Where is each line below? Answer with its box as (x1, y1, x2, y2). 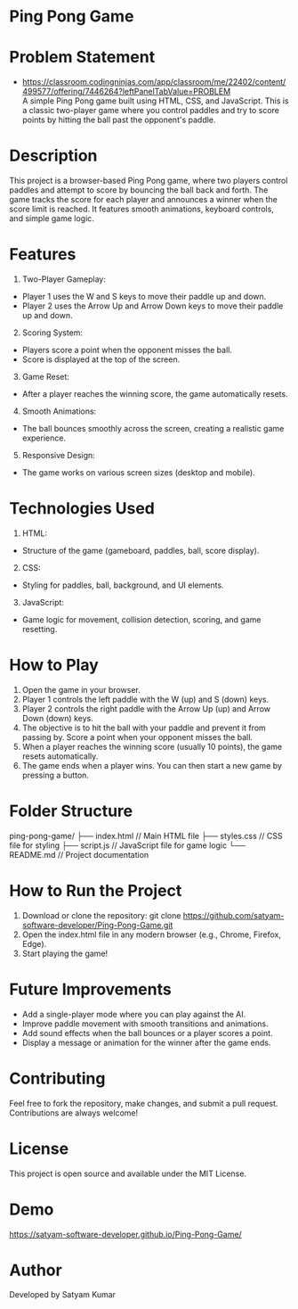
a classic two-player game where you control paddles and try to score (21, 105, 280, 116)
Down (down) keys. (21, 712, 93, 723)
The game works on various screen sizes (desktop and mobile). (21, 467, 255, 478)
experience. (21, 432, 67, 443)
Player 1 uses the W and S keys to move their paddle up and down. (21, 292, 267, 301)
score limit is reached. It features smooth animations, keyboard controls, (9, 203, 274, 215)
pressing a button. (21, 770, 89, 780)
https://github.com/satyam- (182, 910, 285, 920)
